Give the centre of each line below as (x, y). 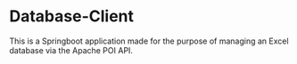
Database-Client (72, 16)
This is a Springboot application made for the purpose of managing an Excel (149, 41)
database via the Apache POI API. (71, 50)
